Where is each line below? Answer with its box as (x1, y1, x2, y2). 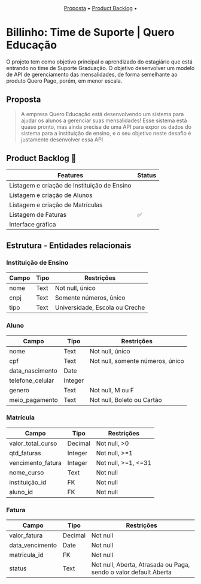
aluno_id (9, 488, 33, 496)
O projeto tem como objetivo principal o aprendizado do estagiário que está (6, 58, 193, 65)
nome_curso (9, 468, 44, 477)
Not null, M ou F (89, 386, 135, 394)
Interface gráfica (9, 220, 56, 228)
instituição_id (9, 478, 47, 486)
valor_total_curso (9, 439, 57, 447)
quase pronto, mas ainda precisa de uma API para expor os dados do (20, 123, 191, 130)
